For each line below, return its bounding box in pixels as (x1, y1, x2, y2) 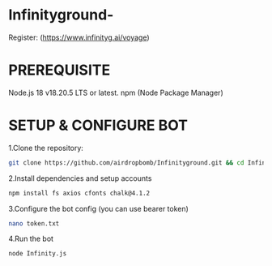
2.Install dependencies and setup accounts (8, 173, 152, 183)
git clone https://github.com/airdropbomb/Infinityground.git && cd (8, 158, 244, 167)
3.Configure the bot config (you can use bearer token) (8, 204, 189, 213)
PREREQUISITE (8, 61, 111, 79)
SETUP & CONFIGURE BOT (8, 116, 189, 135)
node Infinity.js (8, 250, 67, 258)
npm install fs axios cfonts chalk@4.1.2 (8, 189, 151, 197)
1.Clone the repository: (8, 143, 83, 152)
